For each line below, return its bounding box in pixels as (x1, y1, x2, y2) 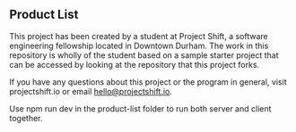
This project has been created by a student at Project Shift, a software (9, 30, 268, 41)
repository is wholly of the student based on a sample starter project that (9, 49, 280, 61)
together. (9, 112, 43, 123)
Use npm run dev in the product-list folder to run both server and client (9, 103, 272, 114)
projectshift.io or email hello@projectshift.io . (9, 86, 173, 96)
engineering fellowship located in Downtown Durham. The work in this (9, 40, 269, 51)
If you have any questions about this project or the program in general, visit (9, 76, 287, 87)
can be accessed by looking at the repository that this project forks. (9, 59, 260, 70)
